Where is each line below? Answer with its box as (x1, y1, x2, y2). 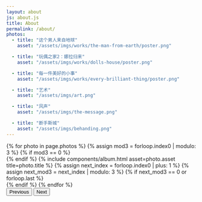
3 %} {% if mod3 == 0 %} (6, 149, 71, 156)
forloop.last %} (6, 174, 44, 182)
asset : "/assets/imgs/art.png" (17, 92, 96, 99)
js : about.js (6, 15, 39, 21)
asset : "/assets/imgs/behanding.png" (17, 126, 112, 132)
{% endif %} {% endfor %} (6, 181, 73, 188)
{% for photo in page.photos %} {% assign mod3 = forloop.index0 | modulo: (6, 142, 197, 149)
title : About (6, 20, 39, 26)
